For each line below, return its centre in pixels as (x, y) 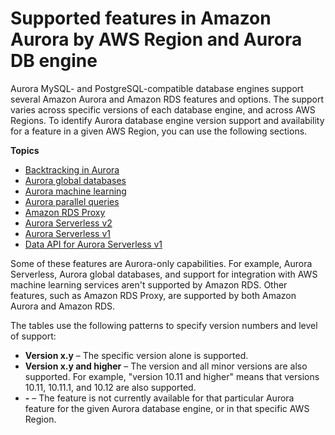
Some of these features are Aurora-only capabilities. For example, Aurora (161, 263)
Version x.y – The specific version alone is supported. (136, 355)
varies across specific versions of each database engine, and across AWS (163, 109)
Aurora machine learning (75, 191)
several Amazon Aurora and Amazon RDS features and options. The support (167, 99)
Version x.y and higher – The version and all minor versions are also (166, 366)
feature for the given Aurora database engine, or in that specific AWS (167, 408)
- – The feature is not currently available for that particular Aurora (159, 398)
